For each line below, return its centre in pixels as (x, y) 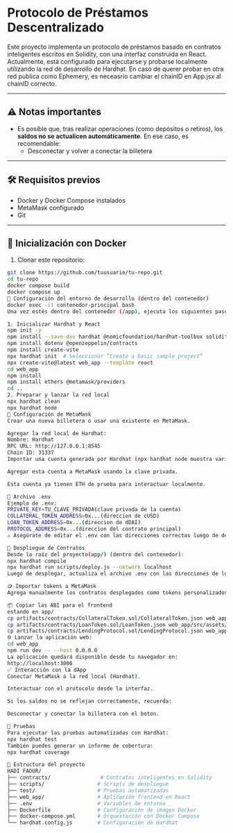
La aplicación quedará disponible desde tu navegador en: (93, 657)
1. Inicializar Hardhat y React (54, 324)
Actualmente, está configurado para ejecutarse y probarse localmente (107, 61)
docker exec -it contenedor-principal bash (71, 305)
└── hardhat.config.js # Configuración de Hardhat (93, 823)
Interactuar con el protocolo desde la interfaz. (80, 689)
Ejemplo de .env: (32, 503)
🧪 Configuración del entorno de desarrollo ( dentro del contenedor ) (108, 298)
